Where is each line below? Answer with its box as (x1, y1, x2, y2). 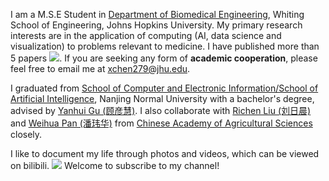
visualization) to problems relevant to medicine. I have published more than (10, 40, 320, 52)
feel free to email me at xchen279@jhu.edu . (10, 63, 191, 74)
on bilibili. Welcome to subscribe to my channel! (10, 160, 220, 171)
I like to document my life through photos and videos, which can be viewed (10, 148, 320, 159)
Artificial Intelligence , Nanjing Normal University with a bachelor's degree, (10, 93, 315, 104)
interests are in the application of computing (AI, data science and (10, 30, 282, 41)
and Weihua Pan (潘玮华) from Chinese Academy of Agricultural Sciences (10, 117, 313, 129)
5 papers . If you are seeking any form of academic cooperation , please (10, 52, 318, 64)
